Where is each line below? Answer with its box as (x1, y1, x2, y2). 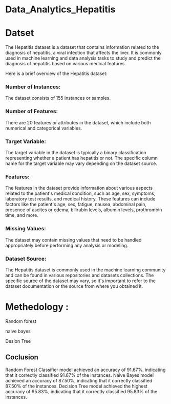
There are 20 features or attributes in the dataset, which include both (5, 119, 151, 125)
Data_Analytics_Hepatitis (5, 4, 116, 15)
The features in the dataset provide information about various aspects (5, 185, 153, 191)
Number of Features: (5, 108, 58, 115)
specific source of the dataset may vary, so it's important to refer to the (5, 278, 156, 284)
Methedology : (5, 301, 69, 313)
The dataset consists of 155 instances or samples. (5, 95, 111, 101)
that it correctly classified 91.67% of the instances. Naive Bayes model (5, 372, 154, 378)
